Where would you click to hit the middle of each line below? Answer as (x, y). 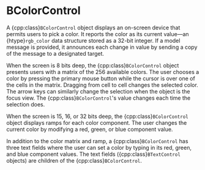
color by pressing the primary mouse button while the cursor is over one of (101, 78)
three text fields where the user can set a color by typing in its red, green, (99, 147)
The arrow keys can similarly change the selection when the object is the (99, 91)
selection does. (26, 104)
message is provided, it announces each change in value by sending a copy (102, 47)
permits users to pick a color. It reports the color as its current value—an (98, 34)
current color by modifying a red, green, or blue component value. (90, 129)
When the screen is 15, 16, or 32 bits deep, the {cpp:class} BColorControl (97, 116)
